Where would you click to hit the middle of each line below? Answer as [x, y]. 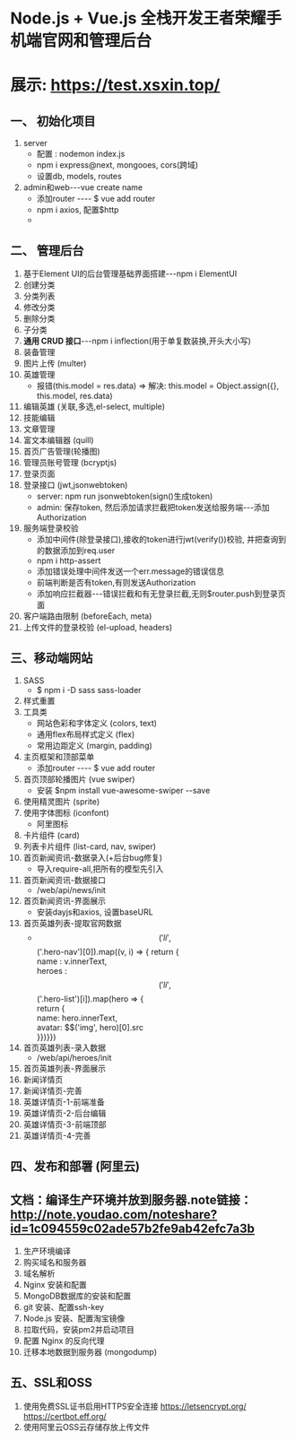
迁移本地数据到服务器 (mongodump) [90, 1352]
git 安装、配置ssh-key [63, 1307]
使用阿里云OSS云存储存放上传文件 [87, 1427]
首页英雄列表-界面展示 [65, 1068]
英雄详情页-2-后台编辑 [65, 1113]
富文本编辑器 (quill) [58, 440]
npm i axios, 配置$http [78, 210]
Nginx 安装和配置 [55, 1285]
